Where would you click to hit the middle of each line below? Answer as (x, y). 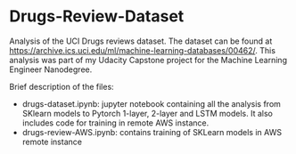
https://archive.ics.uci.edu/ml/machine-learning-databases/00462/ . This (143, 50)
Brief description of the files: (62, 86)
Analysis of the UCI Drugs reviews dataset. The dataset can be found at (141, 41)
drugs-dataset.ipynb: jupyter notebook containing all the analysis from (151, 103)
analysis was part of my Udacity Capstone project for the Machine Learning (148, 60)
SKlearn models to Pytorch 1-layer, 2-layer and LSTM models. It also (148, 113)
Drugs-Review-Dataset (97, 16)
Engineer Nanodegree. (51, 69)
